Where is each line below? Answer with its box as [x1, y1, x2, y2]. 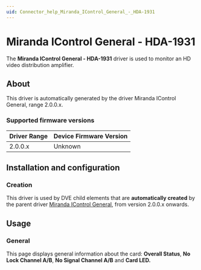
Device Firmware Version [53, 132, 128, 140]
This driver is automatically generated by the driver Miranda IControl [6, 95, 176, 102]
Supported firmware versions [6, 116, 95, 124]
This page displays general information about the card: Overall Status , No [6, 250, 191, 257]
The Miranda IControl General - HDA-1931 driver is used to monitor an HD [6, 55, 191, 62]
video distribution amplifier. [6, 61, 74, 68]
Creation [6, 181, 33, 189]
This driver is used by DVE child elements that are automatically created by [6, 194, 195, 202]
